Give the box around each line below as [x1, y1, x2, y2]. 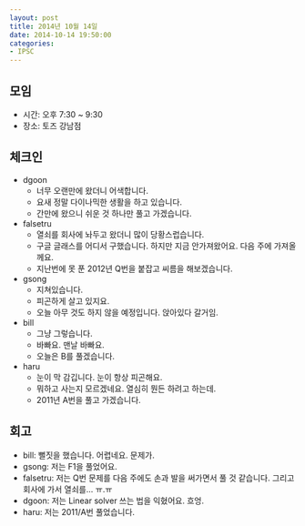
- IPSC [9, 47, 35, 56]
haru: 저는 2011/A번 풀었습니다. [22, 506, 135, 517]
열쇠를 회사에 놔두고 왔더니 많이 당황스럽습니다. [36, 228, 205, 239]
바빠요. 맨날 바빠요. [36, 339, 105, 350]
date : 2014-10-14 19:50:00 [9, 30, 112, 39]
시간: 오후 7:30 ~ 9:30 [22, 108, 103, 119]
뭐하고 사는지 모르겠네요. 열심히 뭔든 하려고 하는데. [36, 383, 217, 394]
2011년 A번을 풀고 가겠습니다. [36, 394, 141, 405]
